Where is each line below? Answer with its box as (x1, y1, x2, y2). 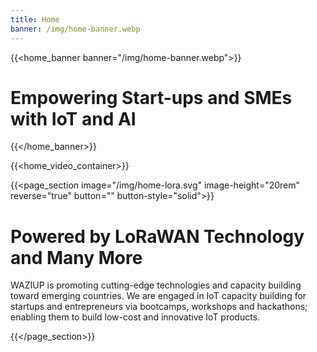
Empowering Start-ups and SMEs (10, 86, 293, 109)
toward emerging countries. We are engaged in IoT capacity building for (10, 290, 307, 302)
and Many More (10, 246, 143, 269)
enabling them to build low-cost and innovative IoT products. (10, 311, 261, 323)
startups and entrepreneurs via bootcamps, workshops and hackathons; (10, 301, 308, 313)
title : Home (10, 14, 60, 25)
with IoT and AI (10, 107, 137, 130)
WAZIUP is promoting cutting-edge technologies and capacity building (10, 279, 302, 291)
